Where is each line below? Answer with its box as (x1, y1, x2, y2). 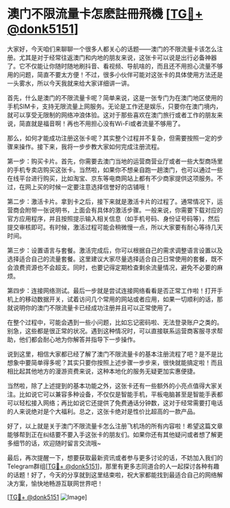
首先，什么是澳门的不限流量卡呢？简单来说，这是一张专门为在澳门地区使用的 (7, 93, 223, 101)
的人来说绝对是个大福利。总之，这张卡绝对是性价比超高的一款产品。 (7, 407, 199, 415)
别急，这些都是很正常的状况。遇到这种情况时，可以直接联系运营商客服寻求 (7, 326, 217, 335)
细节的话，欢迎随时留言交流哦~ (12, 439, 101, 447)
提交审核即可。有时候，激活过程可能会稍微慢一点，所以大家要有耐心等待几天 (7, 223, 223, 231)
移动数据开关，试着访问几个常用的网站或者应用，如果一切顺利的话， (25, 295, 217, 303)
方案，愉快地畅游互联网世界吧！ (12, 479, 103, 487)
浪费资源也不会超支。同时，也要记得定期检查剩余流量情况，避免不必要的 (12, 263, 217, 271)
